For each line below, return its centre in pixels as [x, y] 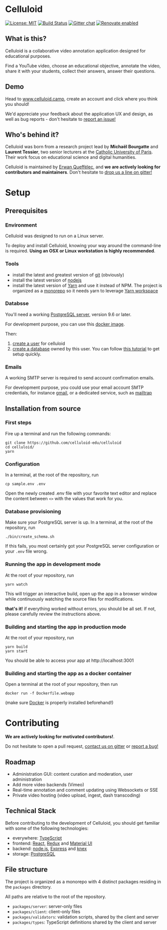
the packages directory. [28, 887]
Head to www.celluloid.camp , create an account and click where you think [82, 99]
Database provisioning [33, 512]
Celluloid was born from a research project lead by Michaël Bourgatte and [82, 147]
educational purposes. [28, 56]
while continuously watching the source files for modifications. [70, 599]
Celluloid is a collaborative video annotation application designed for [76, 50]
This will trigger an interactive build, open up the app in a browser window [81, 594]
